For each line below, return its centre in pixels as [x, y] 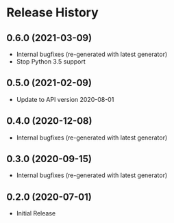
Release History [52, 13]
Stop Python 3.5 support [51, 62]
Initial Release [36, 213]
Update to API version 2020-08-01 [65, 99]
